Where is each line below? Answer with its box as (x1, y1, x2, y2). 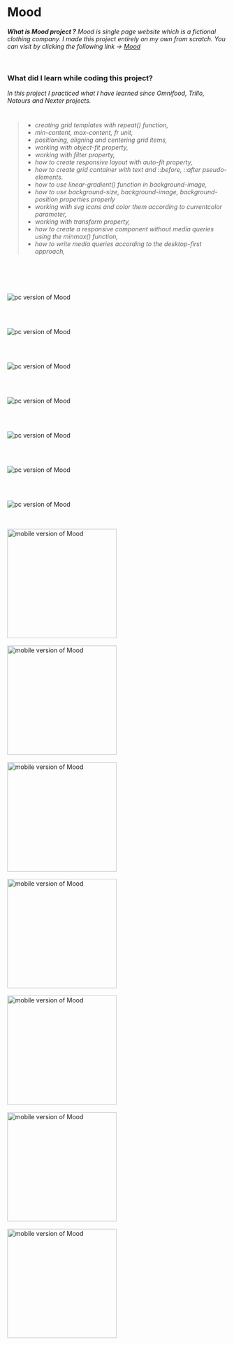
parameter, (34, 210, 67, 219)
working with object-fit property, (34, 143, 129, 152)
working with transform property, (34, 217, 131, 226)
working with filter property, (34, 151, 115, 159)
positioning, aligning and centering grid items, (34, 136, 168, 144)
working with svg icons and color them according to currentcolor (34, 203, 222, 211)
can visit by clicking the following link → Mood (7, 42, 141, 50)
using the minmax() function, (34, 232, 119, 241)
